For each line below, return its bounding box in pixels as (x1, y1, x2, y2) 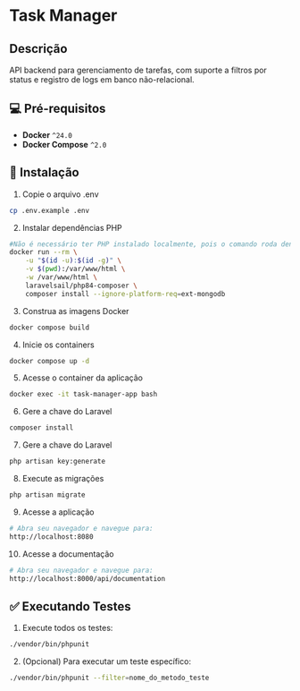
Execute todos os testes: (21, 623, 113, 634)
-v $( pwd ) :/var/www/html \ (25, 265, 126, 274)
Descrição (9, 41, 68, 56)
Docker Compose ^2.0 (21, 139, 107, 149)
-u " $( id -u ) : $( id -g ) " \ (25, 256, 122, 265)
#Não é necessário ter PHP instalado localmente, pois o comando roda (9, 239, 278, 249)
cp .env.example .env (9, 206, 90, 215)
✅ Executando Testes (9, 599, 131, 614)
